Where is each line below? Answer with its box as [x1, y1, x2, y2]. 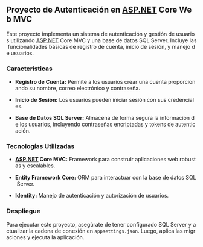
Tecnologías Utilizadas [6, 142, 75, 151]
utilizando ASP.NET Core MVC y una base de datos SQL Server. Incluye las [10, 36, 197, 44]
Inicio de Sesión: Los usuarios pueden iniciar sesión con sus [14, 96, 167, 104]
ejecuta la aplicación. [31, 233, 85, 240]
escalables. [27, 162, 56, 169]
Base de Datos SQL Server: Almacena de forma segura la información [14, 114, 190, 122]
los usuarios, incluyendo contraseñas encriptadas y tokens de [19, 120, 174, 128]
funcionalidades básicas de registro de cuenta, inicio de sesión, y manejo [7, 43, 191, 50]
